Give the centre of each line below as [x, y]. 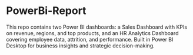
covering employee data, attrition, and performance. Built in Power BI [90, 39]
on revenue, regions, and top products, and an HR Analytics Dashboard [92, 33]
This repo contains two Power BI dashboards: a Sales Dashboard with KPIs [96, 27]
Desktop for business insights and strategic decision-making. [80, 46]
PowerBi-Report [46, 11]
